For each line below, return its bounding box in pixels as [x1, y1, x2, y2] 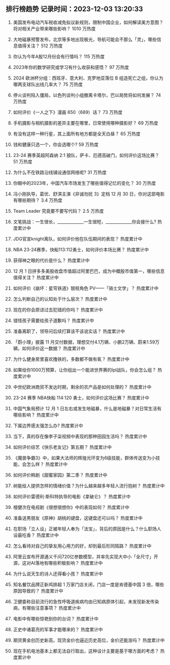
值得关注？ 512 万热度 [17, 43, 63, 49]
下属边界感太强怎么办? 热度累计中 [13, 422, 83, 428]
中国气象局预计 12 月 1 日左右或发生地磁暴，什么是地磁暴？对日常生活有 [13, 405, 162, 411]
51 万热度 [13, 159, 32, 165]
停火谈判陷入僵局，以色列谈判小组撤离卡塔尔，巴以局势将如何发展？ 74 [13, 92, 161, 98]
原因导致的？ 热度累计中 [13, 588, 64, 594]
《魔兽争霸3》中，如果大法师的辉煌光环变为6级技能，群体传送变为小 [13, 455, 156, 461]
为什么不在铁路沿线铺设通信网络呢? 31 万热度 [13, 169, 107, 175]
